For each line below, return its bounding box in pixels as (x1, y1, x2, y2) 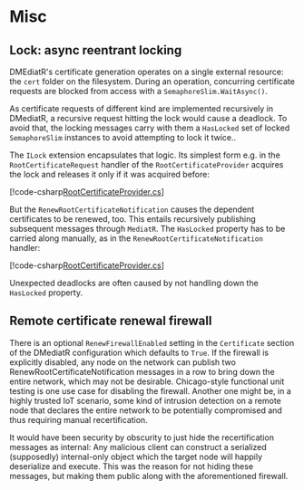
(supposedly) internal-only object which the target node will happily (9, 451, 263, 462)
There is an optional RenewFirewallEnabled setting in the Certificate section (9, 337, 295, 348)
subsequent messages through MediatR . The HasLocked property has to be (9, 224, 286, 234)
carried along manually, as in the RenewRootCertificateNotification (9, 233, 263, 244)
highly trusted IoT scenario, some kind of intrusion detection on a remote (9, 395, 281, 406)
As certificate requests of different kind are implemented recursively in (9, 103, 274, 114)
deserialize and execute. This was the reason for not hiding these (9, 460, 254, 472)
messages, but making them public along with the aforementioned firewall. (9, 470, 289, 481)
